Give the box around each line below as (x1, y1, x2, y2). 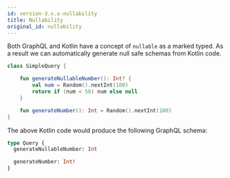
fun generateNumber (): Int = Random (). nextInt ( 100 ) (19, 107, 172, 114)
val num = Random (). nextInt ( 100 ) (32, 82, 129, 89)
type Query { (7, 139, 45, 146)
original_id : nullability (7, 23, 82, 30)
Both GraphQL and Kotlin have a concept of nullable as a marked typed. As (7, 42, 224, 51)
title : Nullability (7, 17, 64, 24)
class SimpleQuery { (7, 63, 67, 70)
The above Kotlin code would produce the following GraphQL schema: (7, 126, 208, 134)
